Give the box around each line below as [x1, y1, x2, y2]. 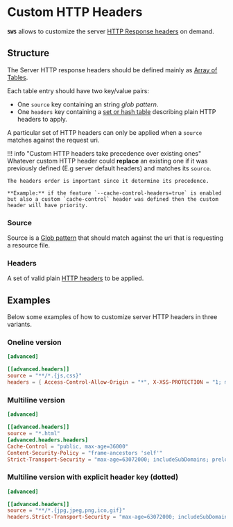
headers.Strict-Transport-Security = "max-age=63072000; [7, 514, 175, 521]
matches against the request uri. [7, 136, 100, 144]
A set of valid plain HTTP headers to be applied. [7, 274, 144, 282]
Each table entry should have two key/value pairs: [7, 86, 150, 95]
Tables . [7, 73, 28, 81]
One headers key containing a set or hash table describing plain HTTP [17, 107, 216, 115]
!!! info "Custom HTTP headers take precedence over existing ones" [7, 149, 202, 157]
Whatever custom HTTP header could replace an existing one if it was [7, 156, 208, 165]
